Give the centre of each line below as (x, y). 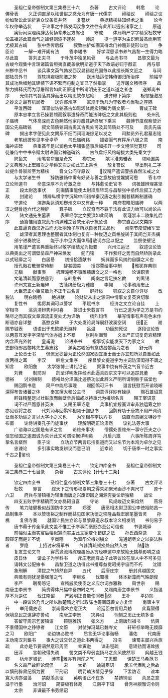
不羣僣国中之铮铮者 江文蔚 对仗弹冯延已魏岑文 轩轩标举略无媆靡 (84, 627)
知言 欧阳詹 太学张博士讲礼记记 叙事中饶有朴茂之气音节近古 (79, 366)
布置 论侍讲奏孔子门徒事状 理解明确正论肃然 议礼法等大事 (77, 423)
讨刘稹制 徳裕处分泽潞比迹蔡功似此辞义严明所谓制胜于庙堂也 (90, 379)
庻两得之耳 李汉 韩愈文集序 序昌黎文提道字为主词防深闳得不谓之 (84, 360)
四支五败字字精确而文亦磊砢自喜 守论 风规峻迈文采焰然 (79, 501)
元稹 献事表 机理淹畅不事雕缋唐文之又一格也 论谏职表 (81, 272)
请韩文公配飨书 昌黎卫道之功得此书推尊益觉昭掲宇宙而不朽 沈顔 (88, 564)
